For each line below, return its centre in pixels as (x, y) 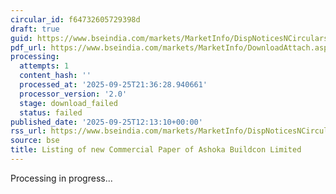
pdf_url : (28, 47)
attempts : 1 (44, 66)
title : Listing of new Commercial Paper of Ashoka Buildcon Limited (156, 150)
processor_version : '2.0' (73, 94)
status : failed (51, 112)
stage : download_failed (68, 103)
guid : (21, 38)
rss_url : (28, 131)
